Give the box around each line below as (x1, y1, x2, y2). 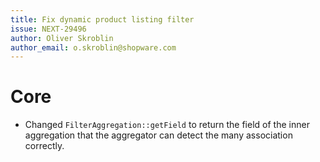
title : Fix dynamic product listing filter (10, 14, 195, 25)
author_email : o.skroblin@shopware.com (10, 42, 177, 53)
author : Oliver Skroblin (10, 33, 114, 43)
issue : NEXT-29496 (10, 24, 87, 34)
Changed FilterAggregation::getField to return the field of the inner (24, 119, 310, 131)
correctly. (24, 140, 65, 152)
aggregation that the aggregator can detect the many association (24, 129, 293, 141)
